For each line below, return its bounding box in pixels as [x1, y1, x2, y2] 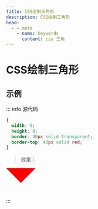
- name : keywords [16, 31, 59, 37]
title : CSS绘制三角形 [6, 8, 55, 15]
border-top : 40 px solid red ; [11, 139, 83, 145]
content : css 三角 [21, 36, 65, 42]
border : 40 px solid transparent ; [11, 133, 93, 139]
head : [6, 19, 19, 25]
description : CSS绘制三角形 [6, 14, 70, 20]
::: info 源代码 [6, 106, 38, 112]
